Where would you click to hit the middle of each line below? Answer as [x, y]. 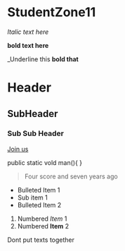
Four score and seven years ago [71, 176]
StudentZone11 [52, 12]
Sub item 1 [32, 197]
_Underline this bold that [43, 59]
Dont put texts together [41, 240]
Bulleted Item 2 [39, 204]
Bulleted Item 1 [39, 190]
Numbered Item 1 [42, 219]
